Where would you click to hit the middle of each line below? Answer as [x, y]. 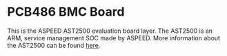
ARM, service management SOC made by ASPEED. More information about [114, 38]
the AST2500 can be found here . [54, 45]
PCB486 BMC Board [66, 12]
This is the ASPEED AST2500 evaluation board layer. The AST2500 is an [110, 31]
